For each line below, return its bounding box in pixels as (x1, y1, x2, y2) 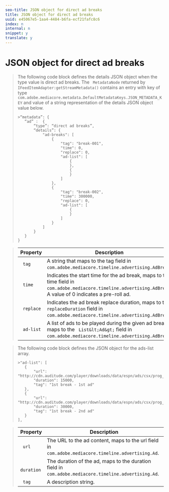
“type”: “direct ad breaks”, (33, 123, 95, 128)
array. (17, 350, 30, 356)
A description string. (47, 478, 95, 485)
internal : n (5, 26, 30, 31)
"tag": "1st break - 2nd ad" (33, 408, 95, 414)
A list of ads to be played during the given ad (47, 319, 152, 326)
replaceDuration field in (47, 305, 103, 312)
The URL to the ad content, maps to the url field (47, 437, 159, 444)
